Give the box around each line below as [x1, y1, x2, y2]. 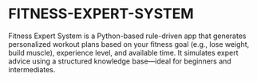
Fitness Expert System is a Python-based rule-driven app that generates [8, 31, 247, 40]
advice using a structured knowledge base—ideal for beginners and [8, 56, 231, 66]
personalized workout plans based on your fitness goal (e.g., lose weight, [8, 39, 250, 48]
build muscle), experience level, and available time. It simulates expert [8, 48, 239, 57]
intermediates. [8, 64, 56, 74]
